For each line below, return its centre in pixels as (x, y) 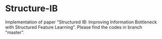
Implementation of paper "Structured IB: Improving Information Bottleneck (81, 22)
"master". (15, 32)
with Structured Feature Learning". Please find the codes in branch (74, 27)
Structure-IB (32, 9)
